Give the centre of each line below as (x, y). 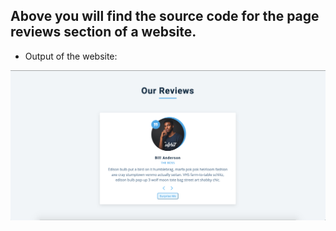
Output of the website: (71, 56)
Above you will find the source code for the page (165, 16)
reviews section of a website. (103, 32)
